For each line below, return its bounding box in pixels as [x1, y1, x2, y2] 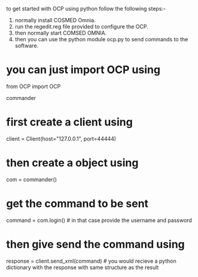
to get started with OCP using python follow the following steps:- [6, 5, 166, 12]
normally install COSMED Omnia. [14, 17, 96, 23]
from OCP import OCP [6, 83, 61, 90]
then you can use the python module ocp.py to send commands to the [14, 36, 188, 42]
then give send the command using [6, 238, 185, 251]
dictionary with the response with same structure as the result [6, 263, 159, 271]
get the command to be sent [6, 197, 148, 210]
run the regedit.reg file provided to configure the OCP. [14, 23, 148, 30]
